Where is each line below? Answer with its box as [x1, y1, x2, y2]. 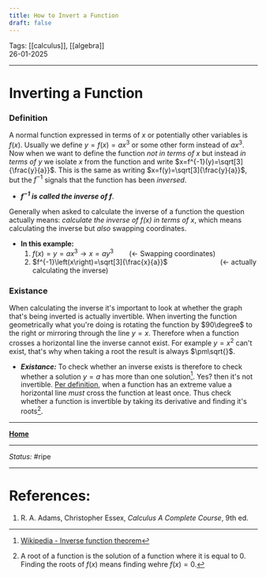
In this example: [20, 239, 74, 248]
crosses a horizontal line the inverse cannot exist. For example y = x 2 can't [9, 337, 253, 348]
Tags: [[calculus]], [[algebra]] [9, 40, 105, 50]
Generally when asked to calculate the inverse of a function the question [9, 206, 245, 216]
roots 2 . [20, 405, 43, 416]
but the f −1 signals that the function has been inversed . [9, 173, 187, 184]
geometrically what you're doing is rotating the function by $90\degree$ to [9, 319, 253, 329]
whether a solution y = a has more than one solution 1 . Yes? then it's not [20, 370, 253, 381]
